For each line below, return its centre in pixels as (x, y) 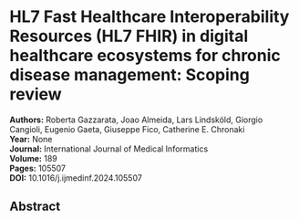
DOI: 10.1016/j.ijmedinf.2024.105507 (76, 178)
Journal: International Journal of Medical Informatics (109, 149)
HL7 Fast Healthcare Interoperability (149, 17)
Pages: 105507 (38, 168)
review (36, 94)
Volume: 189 (33, 158)
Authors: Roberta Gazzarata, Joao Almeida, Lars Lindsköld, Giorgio (136, 120)
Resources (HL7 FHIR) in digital (129, 36)
